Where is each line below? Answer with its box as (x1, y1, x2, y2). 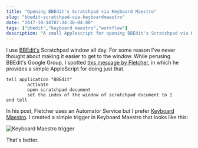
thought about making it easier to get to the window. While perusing (6, 53, 171, 60)
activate (27, 82, 49, 88)
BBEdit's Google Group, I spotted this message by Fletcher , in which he (6, 59, 179, 66)
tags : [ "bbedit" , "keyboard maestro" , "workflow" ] (6, 25, 128, 31)
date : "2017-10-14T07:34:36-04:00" (6, 19, 94, 25)
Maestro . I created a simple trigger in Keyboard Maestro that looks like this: (6, 114, 189, 121)
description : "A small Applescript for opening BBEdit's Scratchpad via (6, 31, 189, 36)
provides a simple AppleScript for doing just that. (6, 65, 125, 72)
